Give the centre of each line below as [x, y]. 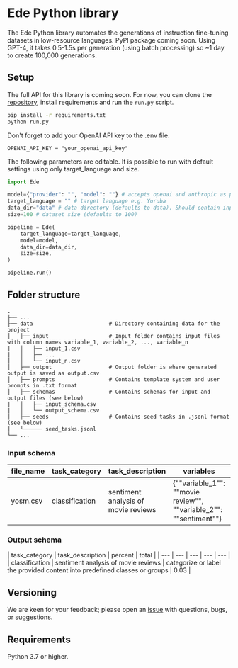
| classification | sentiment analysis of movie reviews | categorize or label [114, 563]
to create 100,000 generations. [52, 55]
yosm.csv [27, 501]
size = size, [36, 254]
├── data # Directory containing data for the [114, 324]
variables [199, 471]
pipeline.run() [30, 273]
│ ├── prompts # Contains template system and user [114, 379]
